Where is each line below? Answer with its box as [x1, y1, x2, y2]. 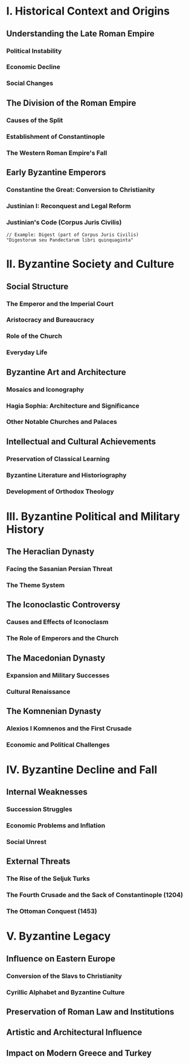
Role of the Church [6, 332, 62, 340]
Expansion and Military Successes [6, 671, 110, 679]
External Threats [6, 857, 71, 867]
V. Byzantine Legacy [6, 929, 111, 943]
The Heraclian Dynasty [6, 547, 95, 557]
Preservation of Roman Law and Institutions [6, 1007, 175, 1017]
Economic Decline [6, 62, 60, 71]
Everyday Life [6, 348, 48, 357]
